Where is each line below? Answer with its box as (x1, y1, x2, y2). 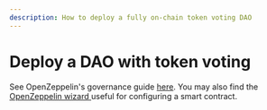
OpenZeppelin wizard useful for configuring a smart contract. (9, 90, 237, 101)
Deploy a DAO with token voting (9, 51, 251, 72)
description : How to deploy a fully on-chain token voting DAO (9, 13, 253, 22)
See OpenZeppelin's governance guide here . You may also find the (9, 81, 259, 92)
